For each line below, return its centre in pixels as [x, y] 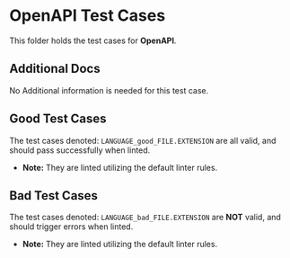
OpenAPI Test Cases [88, 16]
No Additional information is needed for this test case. [109, 90]
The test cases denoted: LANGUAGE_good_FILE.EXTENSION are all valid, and [143, 140]
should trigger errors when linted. [71, 227]
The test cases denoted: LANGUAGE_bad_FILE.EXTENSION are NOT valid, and [145, 218]
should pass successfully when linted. [80, 150]
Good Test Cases [58, 119]
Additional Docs [55, 69]
